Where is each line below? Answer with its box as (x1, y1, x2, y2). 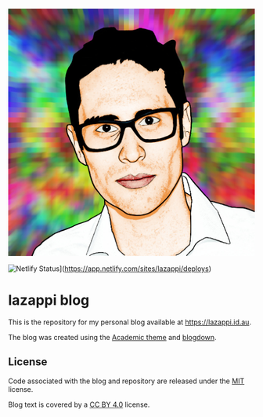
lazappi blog (8, 291, 90, 309)
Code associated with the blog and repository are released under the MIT (8, 376, 245, 386)
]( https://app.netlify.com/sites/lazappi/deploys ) (59, 264, 211, 273)
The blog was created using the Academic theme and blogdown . (8, 332, 217, 342)
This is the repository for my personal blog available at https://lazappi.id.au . (8, 317, 252, 327)
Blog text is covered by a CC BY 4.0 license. (8, 400, 150, 409)
